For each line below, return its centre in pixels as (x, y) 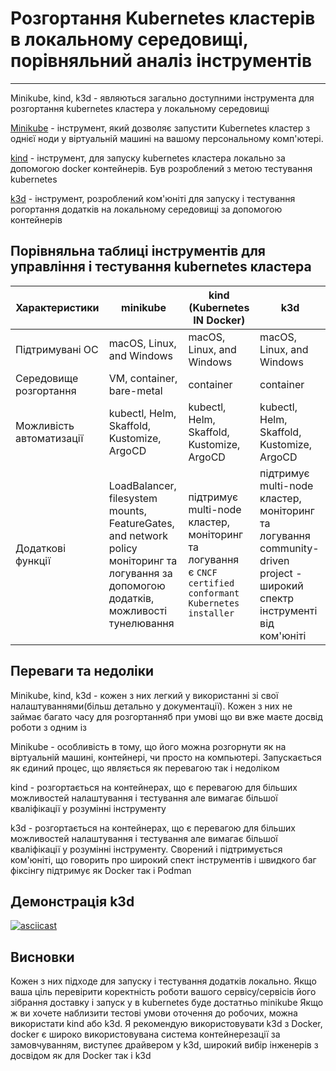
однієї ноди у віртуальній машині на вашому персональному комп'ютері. (167, 138)
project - (281, 573)
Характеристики (57, 307)
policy (123, 548)
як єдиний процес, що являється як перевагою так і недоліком (145, 768)
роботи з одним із (49, 727)
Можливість (45, 425)
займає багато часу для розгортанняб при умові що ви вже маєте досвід (166, 716)
